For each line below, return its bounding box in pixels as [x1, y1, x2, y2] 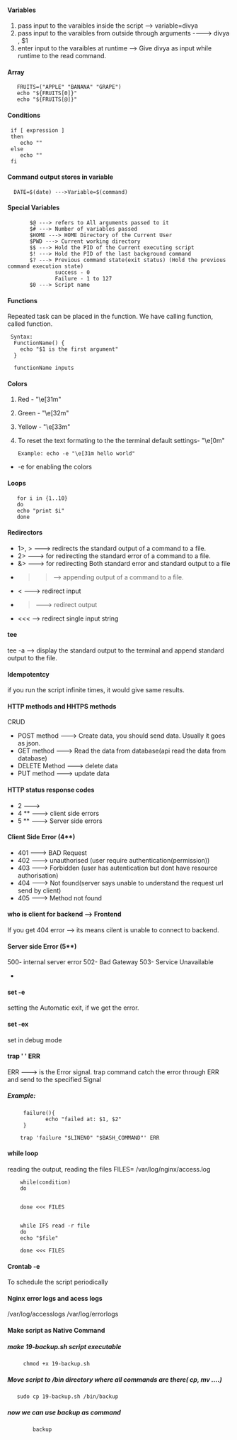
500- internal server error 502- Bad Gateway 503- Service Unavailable [7, 958, 214, 966]
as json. [17, 739, 41, 748]
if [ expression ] [10, 126, 65, 134]
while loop [7, 1149, 39, 1157]
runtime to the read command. [17, 52, 107, 60]
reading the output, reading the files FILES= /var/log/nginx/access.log [7, 1165, 211, 1174]
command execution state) [7, 263, 83, 270]
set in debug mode [7, 1035, 62, 1044]
